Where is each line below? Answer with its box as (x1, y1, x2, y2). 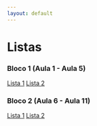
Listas (7, 39, 42, 54)
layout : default (7, 10, 53, 17)
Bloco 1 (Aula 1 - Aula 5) (7, 63, 86, 73)
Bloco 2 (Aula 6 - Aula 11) (7, 96, 90, 106)
